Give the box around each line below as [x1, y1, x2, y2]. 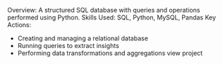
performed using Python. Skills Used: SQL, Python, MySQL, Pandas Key [7, 13, 217, 22]
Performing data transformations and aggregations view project [17, 49, 203, 57]
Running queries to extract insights [17, 42, 120, 49]
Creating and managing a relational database [17, 34, 148, 42]
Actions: [7, 21, 32, 29]
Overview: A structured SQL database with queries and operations [7, 6, 200, 14]
